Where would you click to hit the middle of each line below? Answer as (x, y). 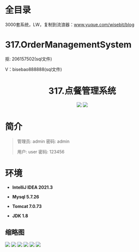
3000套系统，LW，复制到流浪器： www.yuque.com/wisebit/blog (70, 25)
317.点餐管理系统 (82, 91)
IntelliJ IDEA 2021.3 (32, 187)
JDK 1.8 (20, 216)
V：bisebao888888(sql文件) (34, 69)
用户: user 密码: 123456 (41, 151)
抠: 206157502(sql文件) (29, 59)
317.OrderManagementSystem (68, 45)
